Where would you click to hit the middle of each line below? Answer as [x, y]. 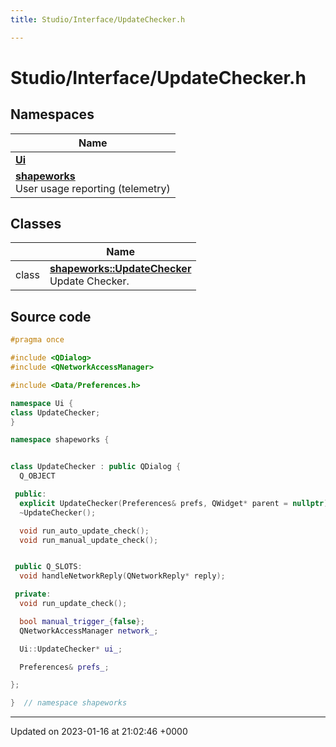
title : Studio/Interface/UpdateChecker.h [98, 19]
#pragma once [37, 340]
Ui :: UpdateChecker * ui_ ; [71, 649]
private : [33, 594]
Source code [51, 316]
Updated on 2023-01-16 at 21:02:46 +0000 [99, 732]
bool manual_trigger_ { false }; [82, 621]
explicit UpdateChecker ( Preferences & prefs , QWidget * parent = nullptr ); [176, 503]
